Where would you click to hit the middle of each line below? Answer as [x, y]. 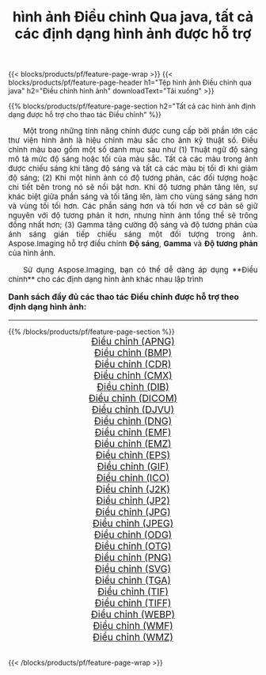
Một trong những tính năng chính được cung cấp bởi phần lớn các [141, 131]
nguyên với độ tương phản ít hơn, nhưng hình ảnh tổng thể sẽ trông [133, 216]
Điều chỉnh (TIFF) [133, 603]
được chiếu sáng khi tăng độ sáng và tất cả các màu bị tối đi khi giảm [133, 169]
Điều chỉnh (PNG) [133, 557]
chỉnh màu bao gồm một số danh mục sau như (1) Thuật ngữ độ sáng [133, 150]
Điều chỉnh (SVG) [133, 569]
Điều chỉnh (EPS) [133, 455]
